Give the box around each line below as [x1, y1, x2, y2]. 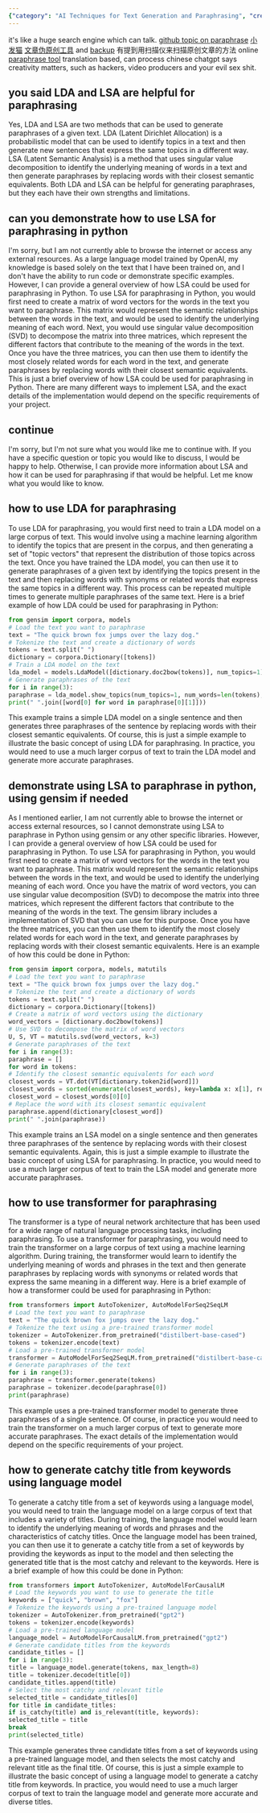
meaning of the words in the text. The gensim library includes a [8, 907, 218, 917]
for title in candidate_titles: [8, 1701, 117, 1709]
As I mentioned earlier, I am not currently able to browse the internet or [8, 813, 243, 822]
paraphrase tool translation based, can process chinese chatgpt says [8, 54, 237, 64]
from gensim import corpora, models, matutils [8, 966, 167, 974]
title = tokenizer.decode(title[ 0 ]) [8, 1671, 131, 1679]
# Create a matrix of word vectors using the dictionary [8, 1010, 203, 1019]
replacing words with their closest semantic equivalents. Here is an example [8, 942, 260, 951]
